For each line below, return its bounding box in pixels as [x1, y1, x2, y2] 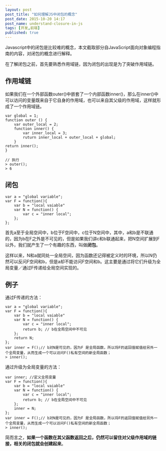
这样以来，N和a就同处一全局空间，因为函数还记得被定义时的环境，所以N [5, 252, 153, 258]
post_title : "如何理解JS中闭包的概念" [5, 12, 78, 17]
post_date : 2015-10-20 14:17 [5, 16, 65, 21]
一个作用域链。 [13, 103, 44, 109]
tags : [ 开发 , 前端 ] [5, 26, 41, 31]
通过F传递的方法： [5, 295, 43, 301]
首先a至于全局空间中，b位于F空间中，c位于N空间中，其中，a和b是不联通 [5, 229, 154, 235]
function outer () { [5, 117, 48, 123]
